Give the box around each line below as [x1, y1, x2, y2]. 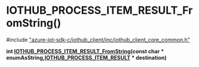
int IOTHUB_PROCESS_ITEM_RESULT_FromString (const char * [6, 47, 164, 54]
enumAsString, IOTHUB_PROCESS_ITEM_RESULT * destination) [6, 54, 167, 61]
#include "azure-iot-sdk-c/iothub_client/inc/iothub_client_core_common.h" [6, 36, 190, 43]
